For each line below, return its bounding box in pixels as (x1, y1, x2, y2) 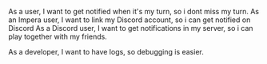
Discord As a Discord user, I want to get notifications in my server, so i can (8, 24, 253, 32)
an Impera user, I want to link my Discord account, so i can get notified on (8, 15, 251, 24)
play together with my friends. (8, 32, 108, 41)
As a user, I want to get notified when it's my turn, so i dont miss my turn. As (8, 7, 260, 16)
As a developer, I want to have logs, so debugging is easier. (8, 47, 204, 56)
